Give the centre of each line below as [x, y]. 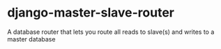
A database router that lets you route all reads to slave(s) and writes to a [111, 32]
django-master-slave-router [91, 13]
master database [31, 39]
